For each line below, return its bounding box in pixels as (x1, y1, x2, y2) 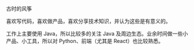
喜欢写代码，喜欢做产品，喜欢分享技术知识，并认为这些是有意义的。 (6, 18, 171, 25)
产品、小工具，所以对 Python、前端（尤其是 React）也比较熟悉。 (6, 38, 163, 44)
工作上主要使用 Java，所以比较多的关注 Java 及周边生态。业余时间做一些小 (6, 30, 188, 37)
